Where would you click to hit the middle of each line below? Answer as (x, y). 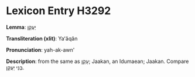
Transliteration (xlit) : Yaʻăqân (42, 38)
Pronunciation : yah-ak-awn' (40, 50)
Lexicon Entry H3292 (59, 11)
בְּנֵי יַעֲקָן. (15, 67)
